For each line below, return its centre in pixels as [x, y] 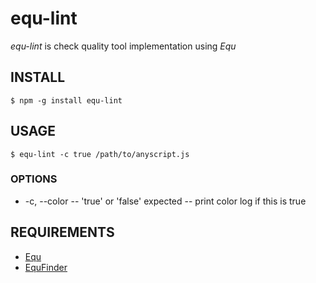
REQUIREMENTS [62, 232]
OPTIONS [34, 179]
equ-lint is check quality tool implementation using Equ [123, 46]
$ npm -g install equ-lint [66, 100]
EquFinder [46, 267]
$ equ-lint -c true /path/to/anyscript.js [100, 154]
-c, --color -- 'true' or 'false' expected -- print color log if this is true [165, 201]
